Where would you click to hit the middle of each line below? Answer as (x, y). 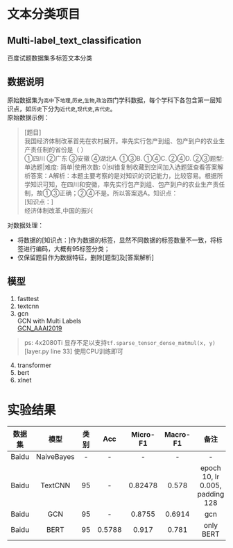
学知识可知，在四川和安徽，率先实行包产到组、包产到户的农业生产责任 (124, 184)
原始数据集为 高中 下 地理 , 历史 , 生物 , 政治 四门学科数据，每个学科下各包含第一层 (112, 100)
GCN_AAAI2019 (40, 328)
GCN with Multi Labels (49, 321)
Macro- (177, 434)
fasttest (28, 298)
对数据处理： (25, 225)
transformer (34, 365)
